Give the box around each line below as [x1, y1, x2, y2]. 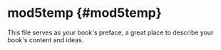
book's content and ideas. [7, 35, 84, 44]
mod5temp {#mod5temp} [7, 5, 163, 21]
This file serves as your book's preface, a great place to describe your [7, 28, 214, 37]
